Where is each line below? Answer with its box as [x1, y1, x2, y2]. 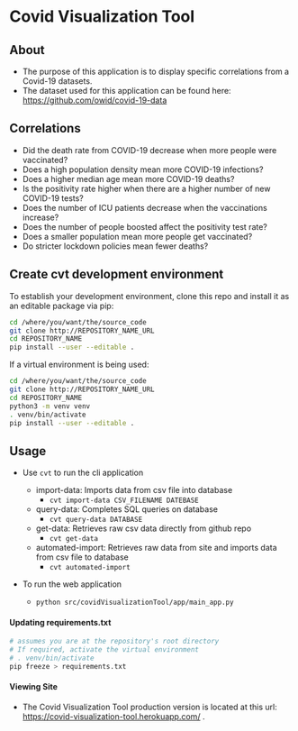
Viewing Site [9, 681, 59, 692]
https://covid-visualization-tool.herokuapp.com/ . [22, 711, 205, 722]
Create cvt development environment [9, 267, 224, 282]
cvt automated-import [49, 563, 131, 572]
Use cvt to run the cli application [22, 467, 144, 479]
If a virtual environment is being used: [9, 359, 149, 370]
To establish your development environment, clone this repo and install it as [9, 290, 290, 301]
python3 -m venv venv [9, 401, 91, 411]
